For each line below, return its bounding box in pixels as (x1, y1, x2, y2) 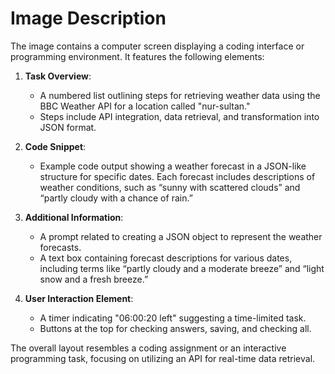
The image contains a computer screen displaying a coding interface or (10, 40, 305, 52)
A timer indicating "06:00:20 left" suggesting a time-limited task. (39, 312, 307, 324)
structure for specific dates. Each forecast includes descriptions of (39, 170, 316, 182)
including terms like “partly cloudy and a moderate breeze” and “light (39, 262, 325, 274)
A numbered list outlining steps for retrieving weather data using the (39, 89, 321, 101)
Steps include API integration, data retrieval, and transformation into (39, 110, 320, 122)
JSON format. (39, 121, 97, 133)
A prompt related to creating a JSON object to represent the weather (39, 230, 323, 242)
